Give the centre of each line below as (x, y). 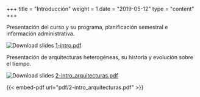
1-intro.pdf (68, 45)
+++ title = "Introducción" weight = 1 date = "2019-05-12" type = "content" (100, 9)
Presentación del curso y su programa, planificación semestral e (87, 27)
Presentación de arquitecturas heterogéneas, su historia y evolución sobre (100, 57)
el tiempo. (19, 64)
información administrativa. (41, 34)
